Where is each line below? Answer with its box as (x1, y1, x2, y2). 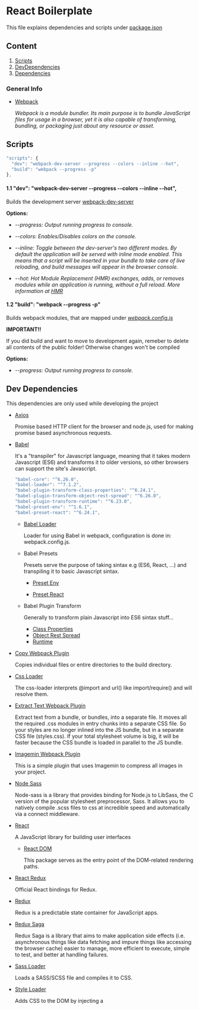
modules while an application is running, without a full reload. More (14, 281, 181, 288)
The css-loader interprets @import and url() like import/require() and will (14, 684, 192, 691)
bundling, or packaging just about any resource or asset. (14, 122, 155, 129)
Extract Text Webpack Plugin (14, 702, 86, 709)
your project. (14, 768, 46, 775)
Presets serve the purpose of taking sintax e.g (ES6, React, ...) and (23, 561, 187, 568)
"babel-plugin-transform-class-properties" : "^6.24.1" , (14, 487, 156, 494)
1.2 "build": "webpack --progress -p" (6, 301, 101, 308)
